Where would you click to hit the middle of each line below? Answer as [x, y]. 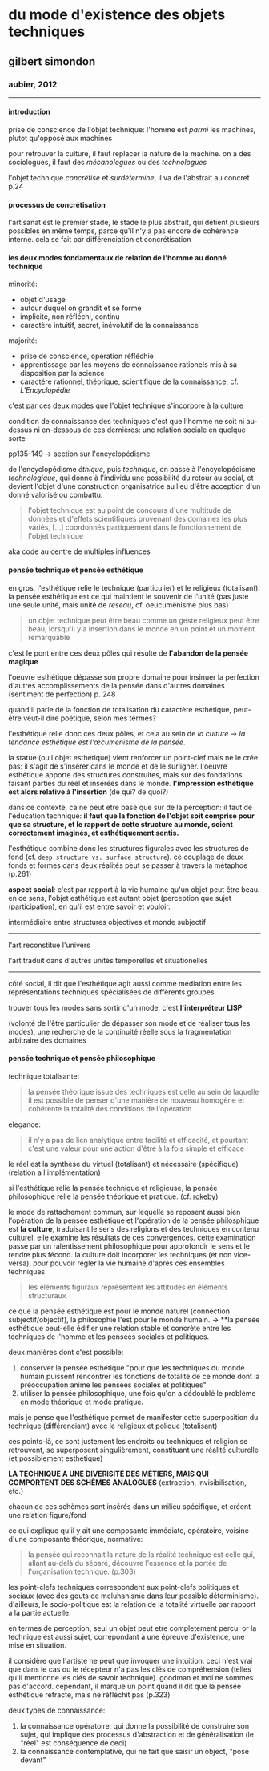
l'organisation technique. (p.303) [82, 1571]
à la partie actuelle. [40, 1612]
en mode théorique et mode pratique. [82, 1402]
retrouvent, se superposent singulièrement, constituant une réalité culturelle [133, 1450]
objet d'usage [42, 300]
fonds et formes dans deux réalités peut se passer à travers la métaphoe [128, 865]
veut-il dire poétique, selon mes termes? [89, 718]
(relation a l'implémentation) [55, 1172]
